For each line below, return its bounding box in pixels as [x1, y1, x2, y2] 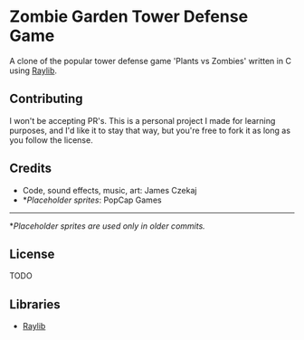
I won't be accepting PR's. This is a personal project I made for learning [9, 115, 276, 126]
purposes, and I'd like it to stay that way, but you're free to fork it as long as [9, 125, 291, 136]
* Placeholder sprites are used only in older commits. [9, 220, 205, 231]
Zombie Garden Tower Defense [9, 6, 249, 27]
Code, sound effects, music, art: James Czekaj [22, 184, 197, 195]
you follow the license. [9, 134, 93, 146]
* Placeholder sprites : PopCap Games [22, 194, 162, 205]
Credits [9, 161, 52, 176]
